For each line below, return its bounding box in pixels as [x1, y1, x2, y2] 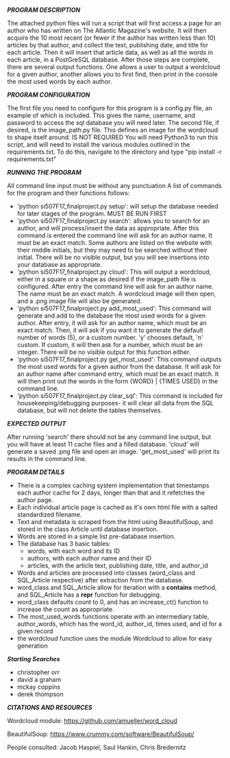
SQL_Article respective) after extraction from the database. [16, 576, 183, 584]
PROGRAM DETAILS [7, 468, 65, 476]
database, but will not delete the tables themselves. [16, 406, 163, 414]
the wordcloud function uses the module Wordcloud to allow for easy [16, 635, 212, 642]
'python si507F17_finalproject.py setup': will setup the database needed [16, 202, 219, 210]
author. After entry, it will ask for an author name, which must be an [16, 319, 207, 327]
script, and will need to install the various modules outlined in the [7, 141, 190, 148]
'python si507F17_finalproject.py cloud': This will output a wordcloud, [16, 268, 212, 276]
